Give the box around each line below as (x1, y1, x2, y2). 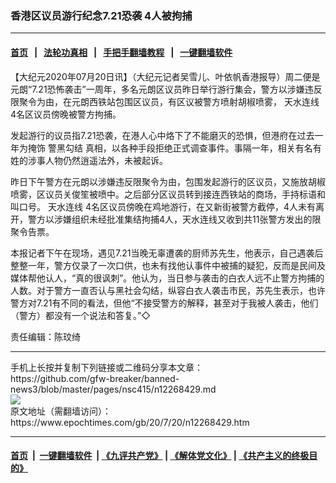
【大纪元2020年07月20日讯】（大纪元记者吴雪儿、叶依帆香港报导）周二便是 (10, 70, 321, 82)
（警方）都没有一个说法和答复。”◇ (10, 309, 151, 321)
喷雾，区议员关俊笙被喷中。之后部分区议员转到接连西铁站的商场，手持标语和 (10, 188, 326, 200)
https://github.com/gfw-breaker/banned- (10, 372, 180, 384)
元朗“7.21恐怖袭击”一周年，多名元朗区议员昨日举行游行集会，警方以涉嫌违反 (10, 83, 323, 95)
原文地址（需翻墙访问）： (10, 405, 112, 417)
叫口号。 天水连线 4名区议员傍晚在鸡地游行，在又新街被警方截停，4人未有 (10, 200, 316, 212)
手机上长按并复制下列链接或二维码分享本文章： (10, 361, 203, 373)
